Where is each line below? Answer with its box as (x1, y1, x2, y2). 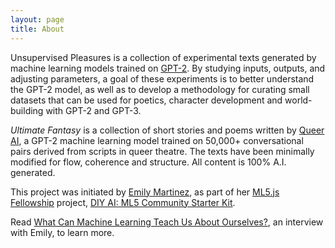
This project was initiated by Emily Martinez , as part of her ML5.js (10, 186, 280, 198)
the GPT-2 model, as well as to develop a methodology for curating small (10, 83, 310, 95)
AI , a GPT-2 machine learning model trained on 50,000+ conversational (10, 134, 304, 146)
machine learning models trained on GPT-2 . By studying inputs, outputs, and (10, 62, 326, 74)
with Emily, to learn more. (10, 226, 115, 238)
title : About (10, 24, 65, 34)
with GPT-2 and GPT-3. (45, 104, 142, 116)
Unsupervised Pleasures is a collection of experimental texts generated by (10, 51, 317, 63)
